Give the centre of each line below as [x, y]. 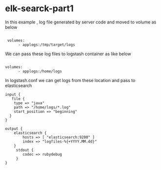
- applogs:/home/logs [40, 71]
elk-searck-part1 [40, 9]
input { [13, 94]
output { [14, 128]
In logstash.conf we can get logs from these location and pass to [70, 80]
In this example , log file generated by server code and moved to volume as [81, 22]
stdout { [25, 150]
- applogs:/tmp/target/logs [47, 44]
